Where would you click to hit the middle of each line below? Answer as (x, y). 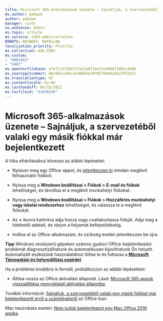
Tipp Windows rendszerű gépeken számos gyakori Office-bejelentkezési (79, 244)
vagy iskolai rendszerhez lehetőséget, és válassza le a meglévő (77, 205)
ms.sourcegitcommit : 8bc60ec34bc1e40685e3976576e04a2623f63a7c (71, 74)
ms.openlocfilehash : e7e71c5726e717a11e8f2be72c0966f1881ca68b (71, 69)
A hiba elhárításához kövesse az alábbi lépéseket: (55, 161)
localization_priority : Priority (39, 46)
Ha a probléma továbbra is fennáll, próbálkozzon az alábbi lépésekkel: (75, 269)
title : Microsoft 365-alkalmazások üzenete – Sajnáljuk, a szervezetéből (82, 10)
